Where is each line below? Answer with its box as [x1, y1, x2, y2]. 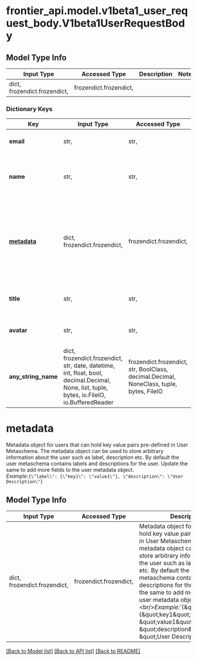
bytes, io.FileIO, [63, 391, 106, 399]
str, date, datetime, [63, 362, 116, 370]
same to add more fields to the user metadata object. [6, 466, 134, 474]
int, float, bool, [63, 369, 103, 377]
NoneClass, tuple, [128, 380, 178, 388]
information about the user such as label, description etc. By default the [6, 454, 179, 461]
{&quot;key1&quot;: [139, 611, 192, 619]
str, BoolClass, [128, 365, 168, 374]
